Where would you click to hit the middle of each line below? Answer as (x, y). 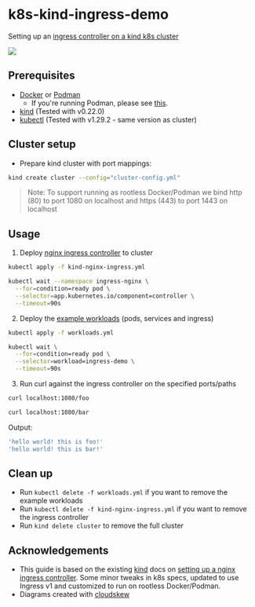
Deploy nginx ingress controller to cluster (86, 253)
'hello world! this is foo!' (56, 441)
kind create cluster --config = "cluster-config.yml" (94, 177)
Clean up (31, 473)
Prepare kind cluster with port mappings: (85, 163)
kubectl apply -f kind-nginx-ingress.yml (77, 267)
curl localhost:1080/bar (49, 412)
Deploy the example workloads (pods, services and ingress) (117, 318)
